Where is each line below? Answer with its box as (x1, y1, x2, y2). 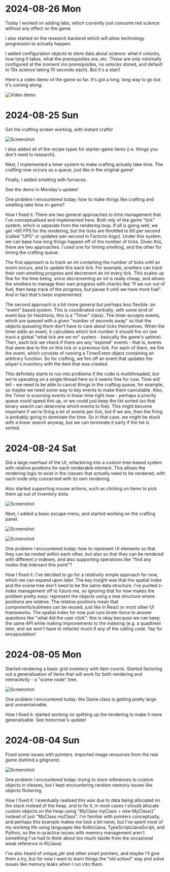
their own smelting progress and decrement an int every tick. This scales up (5, 270, 164, 276)
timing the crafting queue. (5, 249, 59, 255)
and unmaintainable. (5, 701, 48, 707)
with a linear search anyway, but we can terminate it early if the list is (5, 419, 150, 425)
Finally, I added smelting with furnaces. (5, 176, 87, 183)
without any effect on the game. (5, 25, 72, 31)
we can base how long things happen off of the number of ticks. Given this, (5, 238, 163, 245)
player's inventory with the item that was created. (5, 360, 109, 367)
